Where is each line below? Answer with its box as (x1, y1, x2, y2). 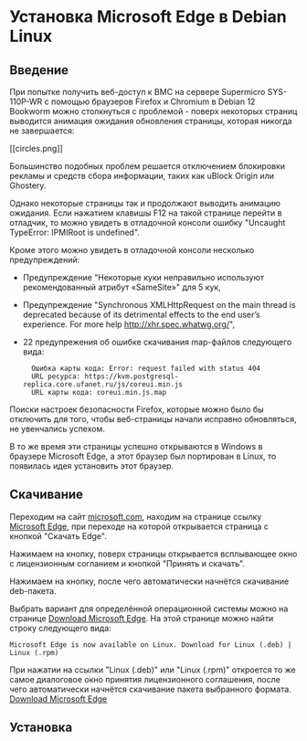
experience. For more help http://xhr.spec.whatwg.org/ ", (22, 319, 236, 330)
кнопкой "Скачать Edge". (9, 530, 107, 541)
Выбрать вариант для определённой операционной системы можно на (9, 603, 289, 614)
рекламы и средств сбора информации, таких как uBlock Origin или (9, 171, 274, 181)
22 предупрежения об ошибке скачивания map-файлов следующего (22, 336, 292, 347)
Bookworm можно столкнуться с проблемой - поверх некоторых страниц (9, 106, 298, 116)
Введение (9, 62, 69, 78)
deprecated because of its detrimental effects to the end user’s (22, 309, 260, 320)
